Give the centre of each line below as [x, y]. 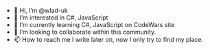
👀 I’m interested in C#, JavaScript [61, 18]
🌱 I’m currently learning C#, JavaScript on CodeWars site [94, 25]
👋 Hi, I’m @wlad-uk [41, 10]
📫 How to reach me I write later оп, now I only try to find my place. [108, 40]
